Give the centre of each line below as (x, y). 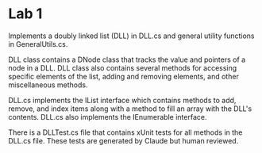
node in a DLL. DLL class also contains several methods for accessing (123, 67)
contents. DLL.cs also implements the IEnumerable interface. (108, 117)
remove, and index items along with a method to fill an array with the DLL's (130, 109)
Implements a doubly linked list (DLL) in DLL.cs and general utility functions (131, 36)
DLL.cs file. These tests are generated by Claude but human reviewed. (123, 140)
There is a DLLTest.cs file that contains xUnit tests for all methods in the (125, 132)
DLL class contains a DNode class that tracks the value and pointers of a (127, 59)
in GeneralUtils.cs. (38, 44)
